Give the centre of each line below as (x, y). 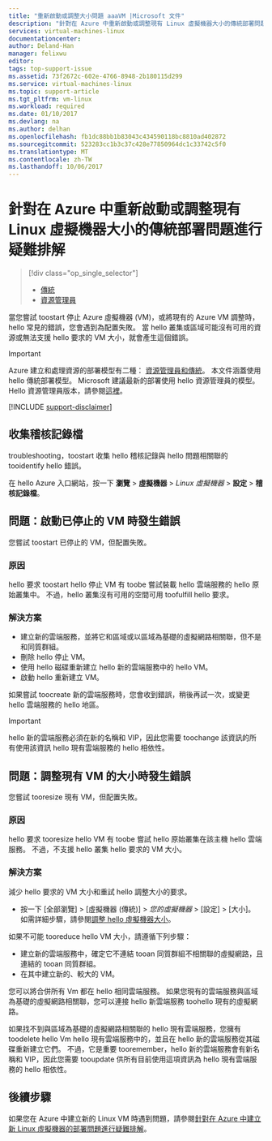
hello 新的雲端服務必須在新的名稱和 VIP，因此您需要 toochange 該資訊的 (129, 738)
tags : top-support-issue (50, 69)
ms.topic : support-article (54, 91)
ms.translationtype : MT (49, 152)
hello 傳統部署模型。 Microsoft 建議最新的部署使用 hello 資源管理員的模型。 (134, 381)
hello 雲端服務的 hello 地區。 (56, 705)
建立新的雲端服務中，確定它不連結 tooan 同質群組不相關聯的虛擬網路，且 (142, 954)
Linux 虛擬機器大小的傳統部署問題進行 (136, 230)
